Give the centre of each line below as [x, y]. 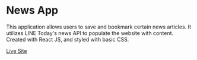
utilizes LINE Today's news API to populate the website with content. [90, 33]
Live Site [17, 50]
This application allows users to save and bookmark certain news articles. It [99, 27]
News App [32, 10]
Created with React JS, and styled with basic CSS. [68, 39]
